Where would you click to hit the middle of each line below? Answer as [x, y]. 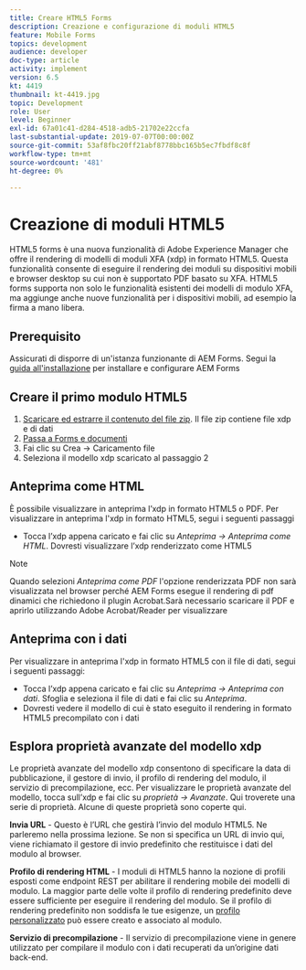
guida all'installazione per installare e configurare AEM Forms [125, 368]
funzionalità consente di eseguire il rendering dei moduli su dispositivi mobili [153, 269]
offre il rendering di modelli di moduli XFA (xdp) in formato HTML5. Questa [149, 259]
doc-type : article [44, 60]
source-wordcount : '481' [57, 162]
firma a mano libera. [47, 308]
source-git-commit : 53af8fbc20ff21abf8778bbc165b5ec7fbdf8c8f [130, 145]
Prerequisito [45, 336]
